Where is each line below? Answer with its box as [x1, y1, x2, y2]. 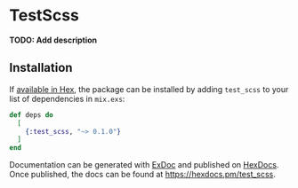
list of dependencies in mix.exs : [9, 93, 125, 104]
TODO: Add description [9, 35, 98, 45]
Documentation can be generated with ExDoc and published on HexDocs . [9, 160, 279, 170]
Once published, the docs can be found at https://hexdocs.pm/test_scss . [9, 169, 276, 180]
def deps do [9, 110, 53, 120]
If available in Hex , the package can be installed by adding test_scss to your [9, 83, 289, 94]
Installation [9, 60, 73, 75]
